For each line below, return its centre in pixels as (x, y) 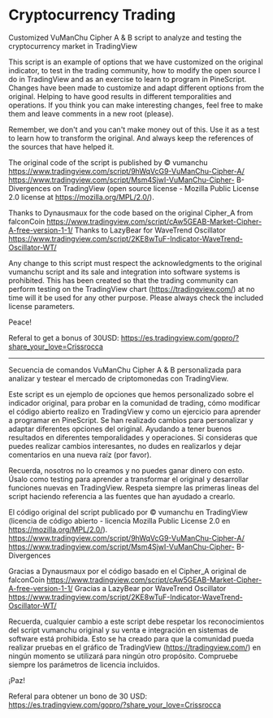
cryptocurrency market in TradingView (73, 46)
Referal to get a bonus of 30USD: (64, 337)
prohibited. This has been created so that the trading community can (123, 280)
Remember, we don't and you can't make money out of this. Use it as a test (134, 129)
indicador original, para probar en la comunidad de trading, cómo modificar (134, 403)
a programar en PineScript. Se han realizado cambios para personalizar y (131, 420)
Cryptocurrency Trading (92, 15)
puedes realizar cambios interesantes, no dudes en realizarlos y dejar (125, 446)
